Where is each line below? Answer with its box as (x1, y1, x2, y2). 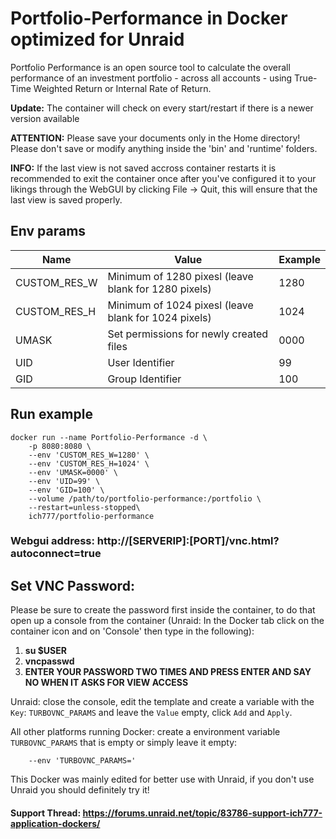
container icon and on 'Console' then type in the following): (10, 625, 255, 637)
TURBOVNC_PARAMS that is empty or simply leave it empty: (10, 737, 238, 749)
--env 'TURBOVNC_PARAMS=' (28, 756, 137, 766)
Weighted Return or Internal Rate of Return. (33, 82, 212, 94)
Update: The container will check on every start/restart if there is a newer (10, 102, 314, 114)
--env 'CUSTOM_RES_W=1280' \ (28, 450, 150, 460)
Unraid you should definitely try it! (10, 784, 150, 796)
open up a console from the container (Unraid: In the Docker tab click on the (10, 615, 325, 627)
